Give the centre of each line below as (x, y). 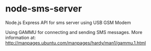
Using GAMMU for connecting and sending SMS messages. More (74, 32)
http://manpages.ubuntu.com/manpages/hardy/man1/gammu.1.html (76, 42)
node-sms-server (44, 9)
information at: (21, 37)
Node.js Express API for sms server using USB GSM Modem (68, 22)
